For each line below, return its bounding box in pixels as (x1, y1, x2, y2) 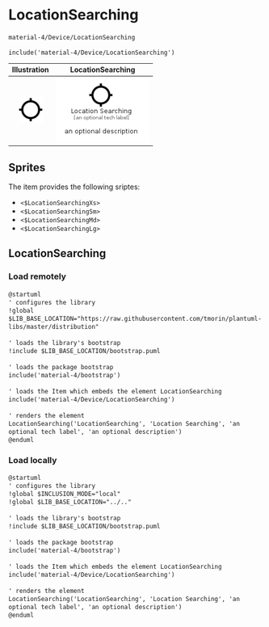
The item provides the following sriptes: (8, 182, 141, 191)
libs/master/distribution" (8, 322, 99, 330)
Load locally (8, 454, 57, 465)
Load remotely (8, 271, 67, 282)
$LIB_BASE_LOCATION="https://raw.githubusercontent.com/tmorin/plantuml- (8, 314, 263, 322)
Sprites (8, 160, 46, 175)
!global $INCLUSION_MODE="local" (8, 490, 121, 498)
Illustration (11, 65, 50, 74)
